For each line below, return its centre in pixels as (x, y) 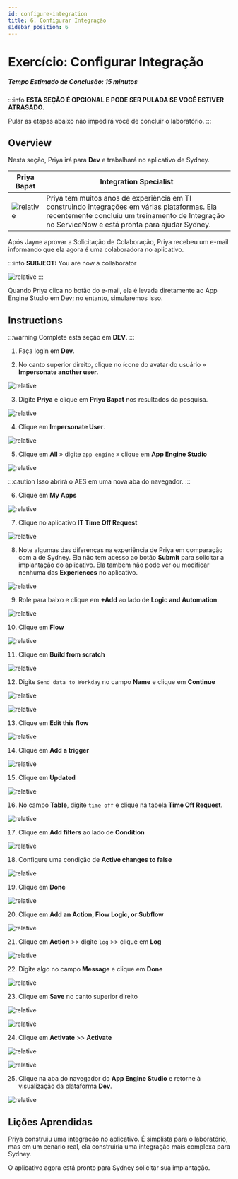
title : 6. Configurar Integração (57, 20)
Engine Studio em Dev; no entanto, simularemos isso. (85, 298)
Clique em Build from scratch (61, 654)
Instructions (35, 320)
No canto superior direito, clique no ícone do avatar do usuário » (112, 365)
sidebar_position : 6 (38, 27)
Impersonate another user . (58, 372)
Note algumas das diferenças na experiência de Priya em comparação (120, 550)
